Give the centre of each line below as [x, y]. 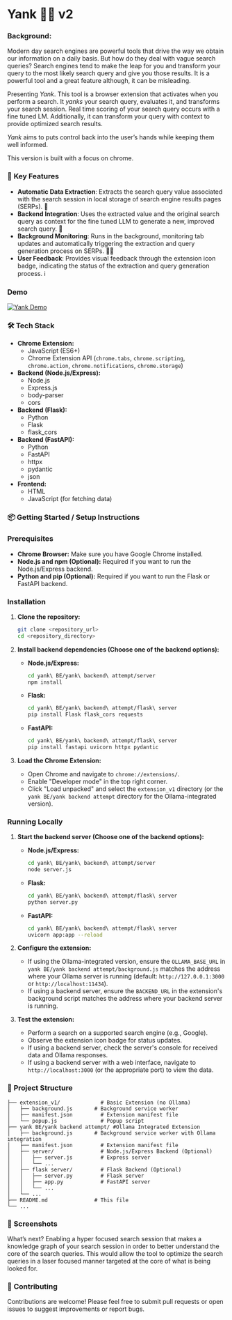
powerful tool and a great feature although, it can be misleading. [99, 81]
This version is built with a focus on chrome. [71, 158]
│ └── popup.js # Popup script [76, 1121]
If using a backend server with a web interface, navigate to [112, 1063]
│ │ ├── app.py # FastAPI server [79, 1182]
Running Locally [35, 822]
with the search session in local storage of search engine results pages [119, 199]
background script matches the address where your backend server [125, 999]
